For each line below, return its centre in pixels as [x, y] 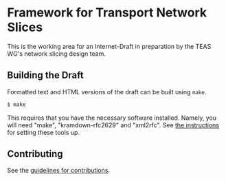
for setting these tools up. [44, 132]
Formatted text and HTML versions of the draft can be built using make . [107, 92]
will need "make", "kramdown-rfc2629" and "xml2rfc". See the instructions [113, 125]
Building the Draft [45, 75]
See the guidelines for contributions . [59, 171]
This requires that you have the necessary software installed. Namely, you [112, 118]
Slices [25, 27]
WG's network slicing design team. [57, 54]
